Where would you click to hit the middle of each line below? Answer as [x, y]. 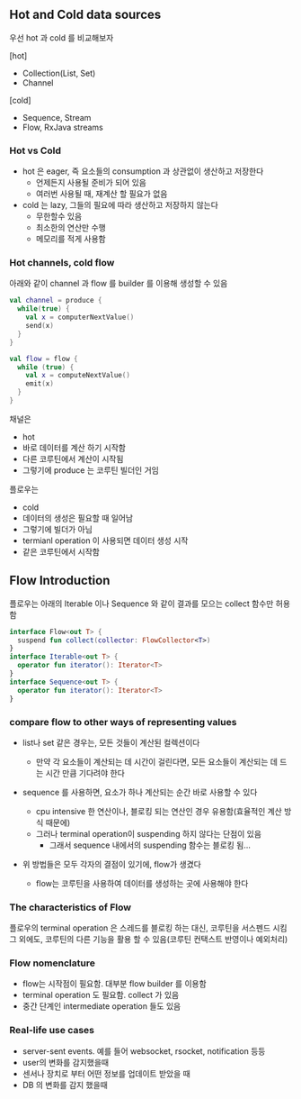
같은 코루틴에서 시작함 [61, 551]
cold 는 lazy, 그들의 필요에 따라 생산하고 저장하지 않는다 [120, 205]
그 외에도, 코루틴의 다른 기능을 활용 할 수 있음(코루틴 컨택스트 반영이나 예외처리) [149, 940]
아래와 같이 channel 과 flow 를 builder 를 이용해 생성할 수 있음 [119, 284]
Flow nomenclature [53, 963]
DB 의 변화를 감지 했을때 [65, 1085]
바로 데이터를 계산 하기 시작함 [74, 447]
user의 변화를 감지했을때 [66, 1062]
